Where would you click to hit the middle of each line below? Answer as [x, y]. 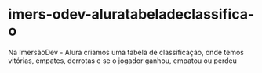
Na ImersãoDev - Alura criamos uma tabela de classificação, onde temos [126, 52]
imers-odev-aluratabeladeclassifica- [131, 14]
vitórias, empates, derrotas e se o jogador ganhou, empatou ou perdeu [122, 61]
